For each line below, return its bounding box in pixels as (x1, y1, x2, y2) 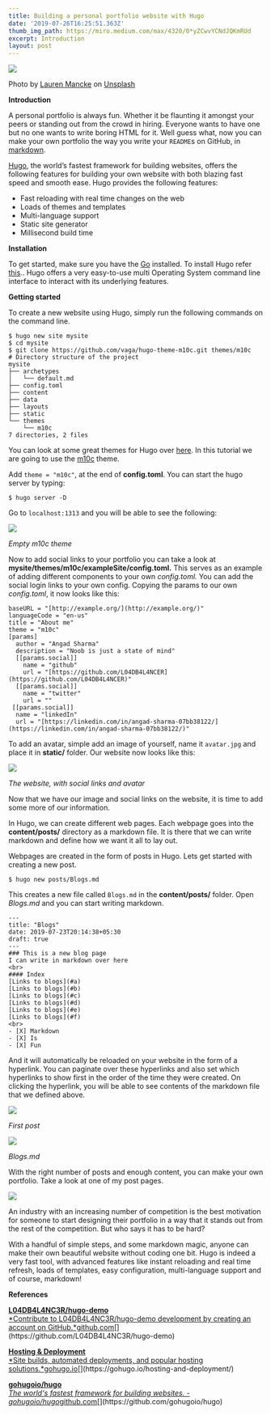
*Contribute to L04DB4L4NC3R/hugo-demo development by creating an (8, 1314, 252, 1323)
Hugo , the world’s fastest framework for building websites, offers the (8, 161, 238, 171)
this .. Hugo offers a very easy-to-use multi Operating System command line (8, 268, 261, 277)
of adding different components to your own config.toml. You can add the (8, 572, 254, 582)
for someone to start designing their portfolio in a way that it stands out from (8, 1215, 263, 1226)
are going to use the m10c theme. (8, 454, 120, 464)
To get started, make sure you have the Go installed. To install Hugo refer (8, 260, 252, 269)
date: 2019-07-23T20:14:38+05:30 (8, 928, 121, 937)
